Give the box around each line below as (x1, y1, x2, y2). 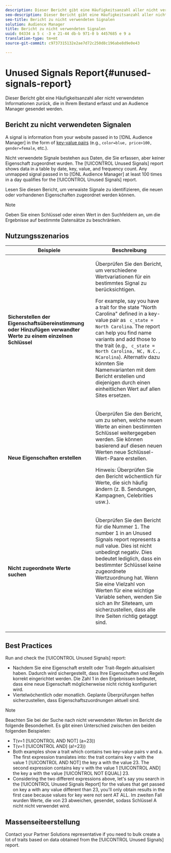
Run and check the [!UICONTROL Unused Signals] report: (5, 655, 126, 661)
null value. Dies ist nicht (95, 542, 152, 549)
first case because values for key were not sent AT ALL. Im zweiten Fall (12, 792, 162, 798)
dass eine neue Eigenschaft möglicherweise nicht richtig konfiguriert (12, 681, 157, 687)
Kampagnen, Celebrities (95, 492, 153, 499)
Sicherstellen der (8, 313, 51, 320)
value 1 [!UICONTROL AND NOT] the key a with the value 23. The (12, 760, 149, 766)
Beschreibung (111, 247, 147, 254)
